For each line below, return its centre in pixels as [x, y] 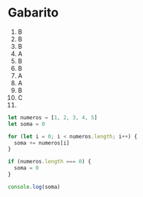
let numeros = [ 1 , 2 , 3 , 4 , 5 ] [53, 117]
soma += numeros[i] [42, 143]
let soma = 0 [26, 124]
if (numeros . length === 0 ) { [49, 162]
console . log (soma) [34, 187]
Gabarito [33, 13]
